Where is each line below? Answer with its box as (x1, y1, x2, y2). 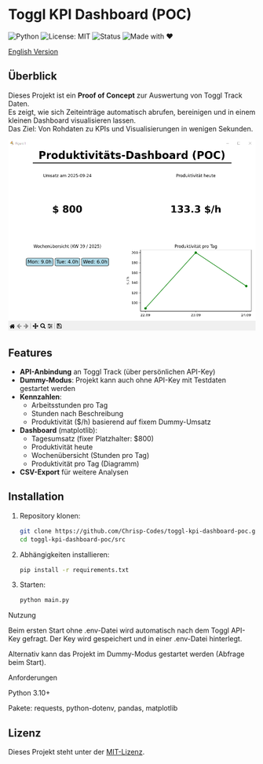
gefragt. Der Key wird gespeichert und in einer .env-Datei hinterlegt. (22, 634, 243, 644)
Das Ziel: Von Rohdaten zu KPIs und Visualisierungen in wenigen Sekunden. (8, 124, 254, 133)
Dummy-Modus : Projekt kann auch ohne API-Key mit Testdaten (19, 375, 226, 385)
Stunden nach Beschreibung (31, 409, 124, 419)
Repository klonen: (19, 511, 81, 520)
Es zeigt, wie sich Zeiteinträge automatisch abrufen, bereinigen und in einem (8, 107, 256, 116)
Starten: (19, 580, 46, 589)
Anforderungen (8, 673, 57, 682)
